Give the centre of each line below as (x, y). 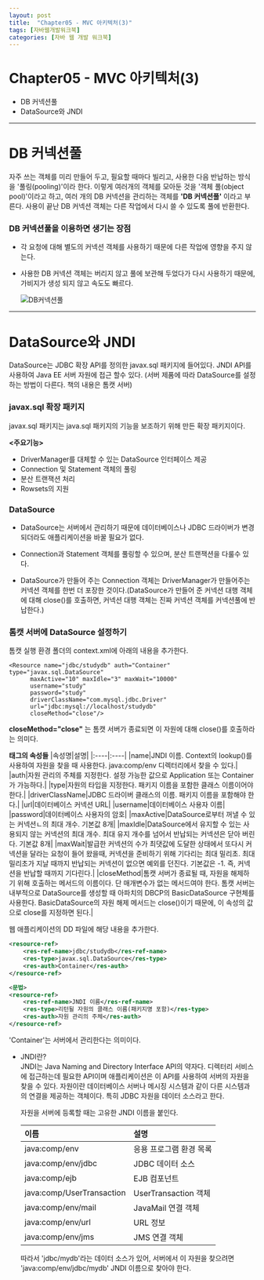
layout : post (30, 15)
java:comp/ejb (50, 1178)
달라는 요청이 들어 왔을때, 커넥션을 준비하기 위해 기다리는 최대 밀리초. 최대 (142, 854)
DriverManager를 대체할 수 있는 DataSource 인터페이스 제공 (113, 459)
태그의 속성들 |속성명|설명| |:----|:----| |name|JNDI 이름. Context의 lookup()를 (131, 756)
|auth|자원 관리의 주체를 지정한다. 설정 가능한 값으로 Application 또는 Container (131, 775)
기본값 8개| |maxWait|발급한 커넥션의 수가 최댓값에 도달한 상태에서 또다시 (132, 844)
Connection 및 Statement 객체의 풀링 (78, 469)
